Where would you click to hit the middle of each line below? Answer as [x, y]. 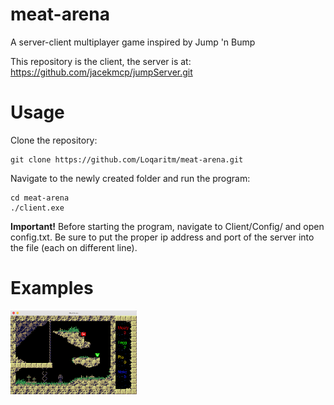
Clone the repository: [54, 140]
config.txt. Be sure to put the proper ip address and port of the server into [162, 237]
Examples [52, 288]
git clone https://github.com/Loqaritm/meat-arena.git [127, 159]
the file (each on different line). [74, 247]
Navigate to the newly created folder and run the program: [130, 178]
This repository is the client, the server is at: [101, 61]
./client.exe [37, 208]
